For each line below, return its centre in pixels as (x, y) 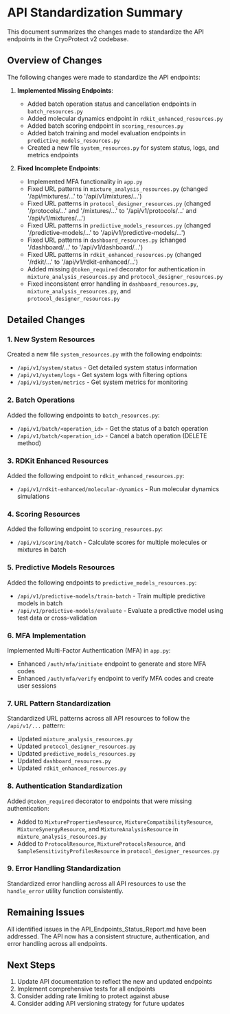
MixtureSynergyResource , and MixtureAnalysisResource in (97, 829)
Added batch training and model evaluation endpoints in (106, 133)
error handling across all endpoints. (57, 943)
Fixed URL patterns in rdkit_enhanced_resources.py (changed (114, 254)
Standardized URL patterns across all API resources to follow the (99, 719)
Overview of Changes (55, 61)
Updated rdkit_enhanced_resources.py (72, 768)
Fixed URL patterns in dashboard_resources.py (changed (107, 240)
